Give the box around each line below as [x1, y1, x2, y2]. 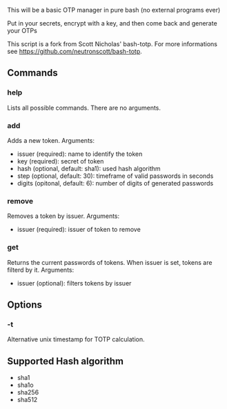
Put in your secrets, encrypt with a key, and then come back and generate [7, 19, 217, 27]
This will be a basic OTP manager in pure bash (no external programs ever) [7, 6, 221, 14]
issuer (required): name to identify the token [17, 150, 143, 158]
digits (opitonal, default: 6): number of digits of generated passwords [17, 179, 214, 187]
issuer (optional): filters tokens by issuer [17, 279, 132, 287]
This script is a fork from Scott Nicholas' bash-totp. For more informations [7, 40, 217, 48]
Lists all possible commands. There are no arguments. [7, 103, 161, 112]
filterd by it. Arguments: [7, 266, 75, 274]
